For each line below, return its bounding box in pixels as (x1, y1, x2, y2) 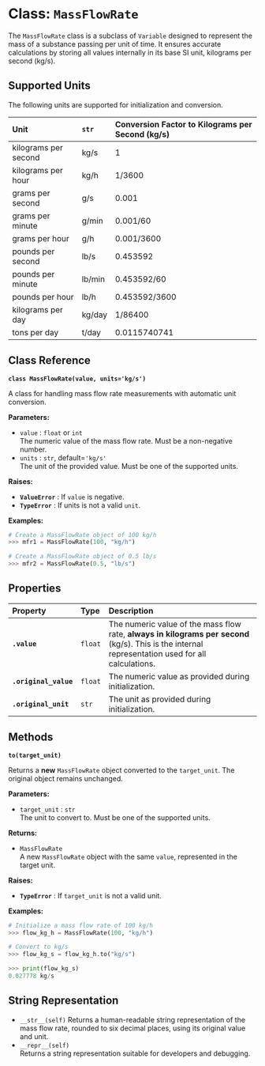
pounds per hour (12, 291, 74, 302)
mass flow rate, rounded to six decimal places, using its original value (19, 1023, 246, 1033)
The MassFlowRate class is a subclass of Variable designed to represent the (8, 31, 252, 40)
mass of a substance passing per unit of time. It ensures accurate (8, 39, 222, 48)
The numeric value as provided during (108, 671, 250, 682)
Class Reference (8, 353, 91, 368)
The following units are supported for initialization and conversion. (8, 100, 223, 109)
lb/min (81, 274, 105, 285)
